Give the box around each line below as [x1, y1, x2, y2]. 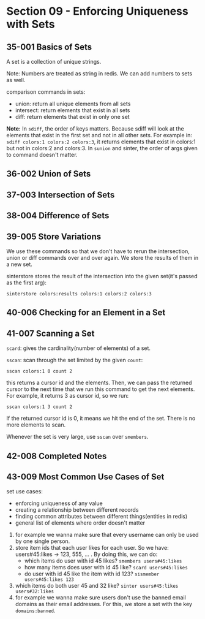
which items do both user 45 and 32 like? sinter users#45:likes [15, 582, 179, 590]
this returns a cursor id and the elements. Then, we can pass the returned [6, 379, 192, 387]
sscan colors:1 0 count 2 [6, 368, 72, 374]
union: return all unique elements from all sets [15, 100, 131, 107]
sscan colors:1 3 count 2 [6, 404, 72, 410]
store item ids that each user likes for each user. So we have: [15, 544, 170, 552]
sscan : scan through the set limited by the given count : [6, 357, 143, 364]
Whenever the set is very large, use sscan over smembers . [6, 433, 149, 441]
